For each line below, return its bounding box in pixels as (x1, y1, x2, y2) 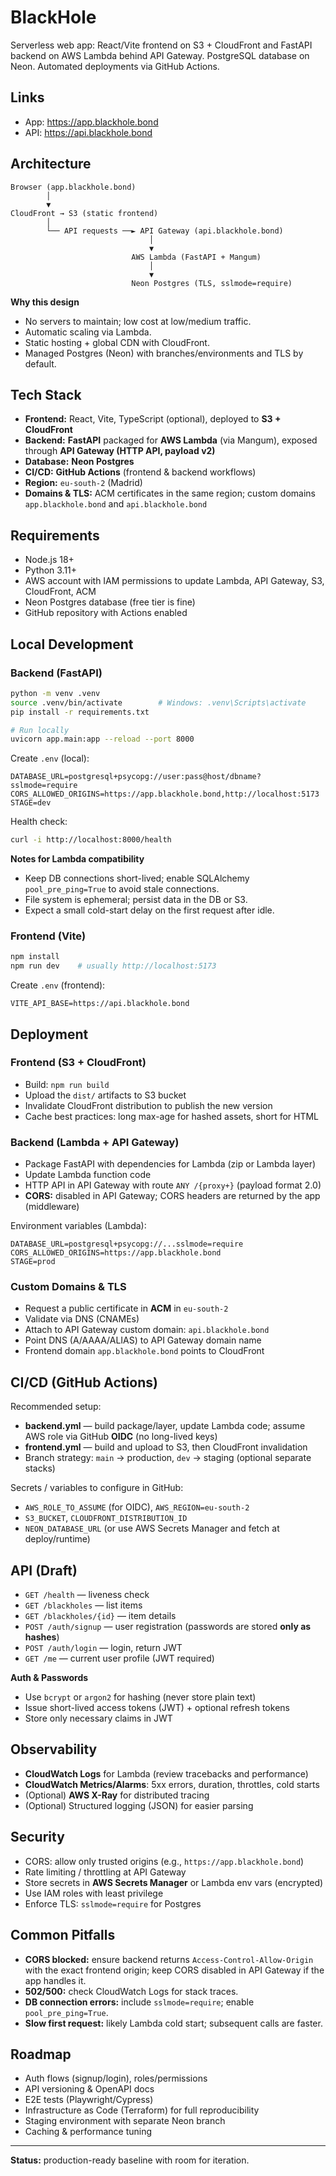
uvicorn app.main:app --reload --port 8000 (10, 734, 195, 745)
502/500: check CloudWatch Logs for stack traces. (24, 1985, 239, 1997)
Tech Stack (10, 386, 82, 403)
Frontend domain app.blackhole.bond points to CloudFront (24, 1345, 265, 1357)
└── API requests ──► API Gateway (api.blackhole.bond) (46, 226, 284, 236)
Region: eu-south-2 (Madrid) (24, 477, 143, 489)
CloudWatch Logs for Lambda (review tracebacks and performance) (24, 1767, 309, 1780)
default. (24, 357, 57, 370)
